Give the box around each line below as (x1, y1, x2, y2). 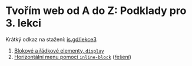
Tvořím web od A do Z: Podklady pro (5, 4, 187, 18)
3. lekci (5, 16, 42, 30)
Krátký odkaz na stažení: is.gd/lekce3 (5, 36, 97, 43)
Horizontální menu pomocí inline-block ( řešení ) (14, 53, 132, 60)
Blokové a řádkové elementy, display (14, 47, 104, 54)
